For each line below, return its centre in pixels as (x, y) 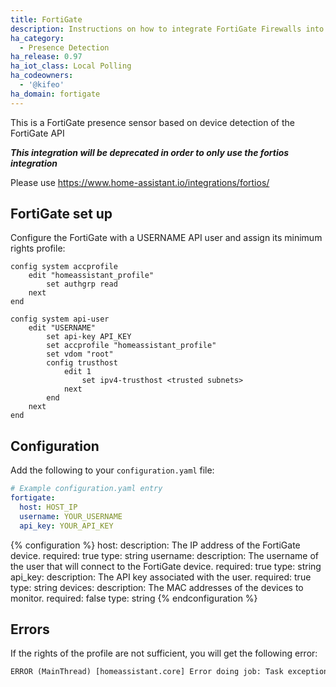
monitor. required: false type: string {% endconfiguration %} (134, 598)
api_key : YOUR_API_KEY (66, 526)
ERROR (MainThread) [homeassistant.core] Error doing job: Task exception (169, 672)
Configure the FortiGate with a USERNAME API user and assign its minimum (166, 238)
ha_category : (37, 38)
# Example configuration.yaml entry (86, 489)
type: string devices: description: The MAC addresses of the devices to (157, 587)
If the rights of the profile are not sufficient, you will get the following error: (164, 653)
